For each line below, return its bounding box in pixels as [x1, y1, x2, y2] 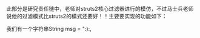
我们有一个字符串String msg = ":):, [6, 26, 92, 32]
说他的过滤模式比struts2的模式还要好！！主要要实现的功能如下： [6, 12, 167, 20]
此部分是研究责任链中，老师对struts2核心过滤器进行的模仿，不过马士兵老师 [6, 5, 194, 12]
